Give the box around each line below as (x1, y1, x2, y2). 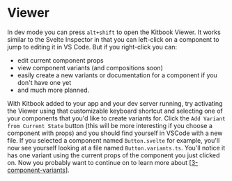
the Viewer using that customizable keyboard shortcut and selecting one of (7, 107, 223, 115)
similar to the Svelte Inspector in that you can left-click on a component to (7, 35, 219, 43)
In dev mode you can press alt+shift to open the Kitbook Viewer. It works (7, 28, 221, 36)
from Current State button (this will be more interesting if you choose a (7, 121, 212, 129)
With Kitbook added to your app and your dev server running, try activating (7, 99, 223, 107)
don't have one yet (17, 78, 72, 86)
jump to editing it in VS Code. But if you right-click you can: (7, 42, 178, 51)
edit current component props (17, 56, 105, 64)
